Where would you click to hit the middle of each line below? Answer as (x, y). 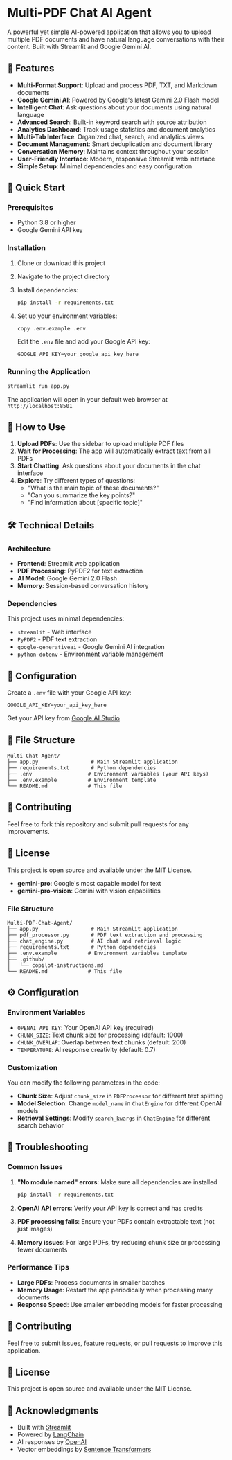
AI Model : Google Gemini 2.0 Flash (67, 578)
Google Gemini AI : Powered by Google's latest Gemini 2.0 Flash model (118, 100)
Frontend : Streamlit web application (68, 564)
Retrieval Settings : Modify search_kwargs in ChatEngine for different (114, 1118)
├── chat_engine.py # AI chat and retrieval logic (94, 941)
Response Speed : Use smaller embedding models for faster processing (119, 1304)
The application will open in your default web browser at (87, 399)
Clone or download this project (61, 263)
